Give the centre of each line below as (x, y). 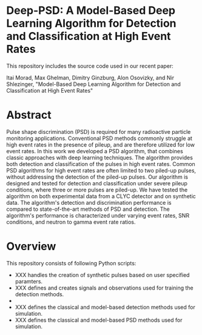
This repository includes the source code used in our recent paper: (90, 66)
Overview (31, 247)
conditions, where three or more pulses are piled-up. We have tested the (97, 190)
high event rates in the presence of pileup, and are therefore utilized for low (101, 144)
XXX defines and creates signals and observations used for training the (104, 288)
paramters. (29, 281)
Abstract (29, 115)
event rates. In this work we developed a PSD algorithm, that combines (95, 151)
